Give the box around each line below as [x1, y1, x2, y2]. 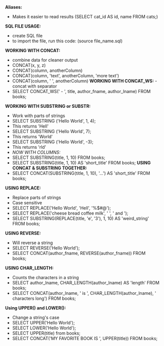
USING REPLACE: [5, 185, 41, 191]
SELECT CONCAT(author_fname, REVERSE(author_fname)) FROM [12, 251, 146, 256]
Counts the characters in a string [12, 275, 79, 280]
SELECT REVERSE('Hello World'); [12, 245, 80, 251]
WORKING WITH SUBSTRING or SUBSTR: [5, 103, 91, 109]
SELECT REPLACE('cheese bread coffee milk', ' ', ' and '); [12, 210, 129, 216]
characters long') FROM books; [12, 295, 76, 301]
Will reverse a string [12, 240, 53, 246]
